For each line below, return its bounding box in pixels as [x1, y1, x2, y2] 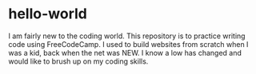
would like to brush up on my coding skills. [8, 56, 149, 66]
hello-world [8, 5, 88, 23]
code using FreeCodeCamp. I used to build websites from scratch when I [8, 39, 249, 49]
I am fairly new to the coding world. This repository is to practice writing [8, 31, 246, 41]
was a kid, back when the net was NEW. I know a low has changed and [8, 48, 242, 57]
